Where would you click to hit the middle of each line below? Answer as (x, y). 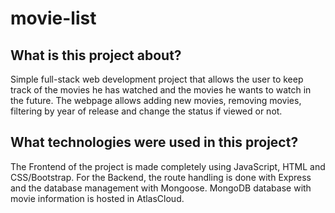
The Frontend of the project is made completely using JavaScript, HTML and (168, 166)
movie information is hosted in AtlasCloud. (97, 198)
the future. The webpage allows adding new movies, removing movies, (156, 100)
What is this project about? (96, 55)
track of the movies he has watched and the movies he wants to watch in (161, 90)
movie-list (53, 18)
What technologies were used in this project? (154, 142)
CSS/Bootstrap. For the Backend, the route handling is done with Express (161, 177)
